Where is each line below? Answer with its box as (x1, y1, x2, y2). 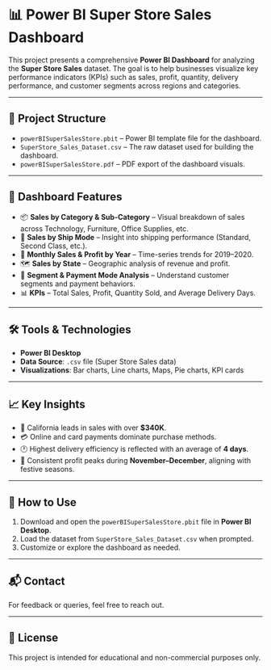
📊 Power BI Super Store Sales (8, 6, 212, 24)
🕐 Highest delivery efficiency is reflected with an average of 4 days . (19, 445, 249, 454)
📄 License (8, 631, 59, 645)
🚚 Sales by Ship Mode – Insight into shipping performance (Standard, (19, 232, 252, 242)
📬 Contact (8, 575, 65, 588)
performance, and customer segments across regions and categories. (8, 81, 241, 91)
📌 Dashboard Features (8, 190, 123, 204)
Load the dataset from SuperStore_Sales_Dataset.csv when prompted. (19, 534, 254, 543)
